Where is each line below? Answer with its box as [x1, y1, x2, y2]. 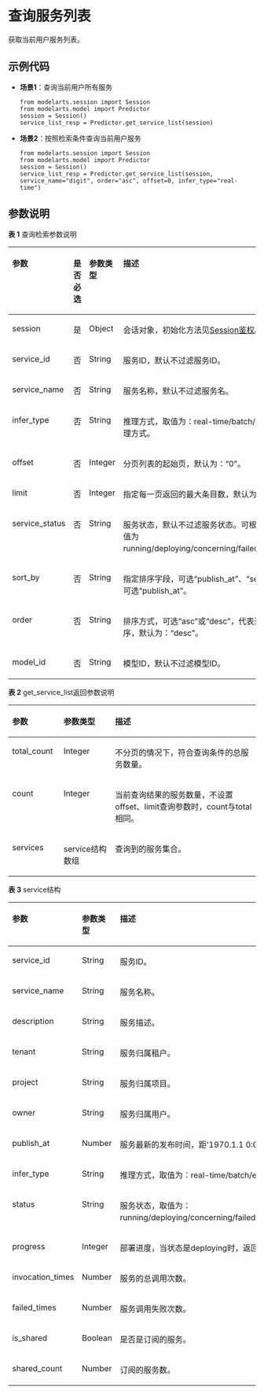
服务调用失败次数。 [119, 1303, 191, 1315]
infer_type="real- [178, 176, 238, 185]
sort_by [12, 571, 40, 582]
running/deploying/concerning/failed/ [119, 1211, 259, 1222]
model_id [12, 656, 46, 667]
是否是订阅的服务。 [119, 1333, 191, 1344]
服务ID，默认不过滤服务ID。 [123, 355, 225, 366]
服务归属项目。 [119, 1078, 175, 1089]
